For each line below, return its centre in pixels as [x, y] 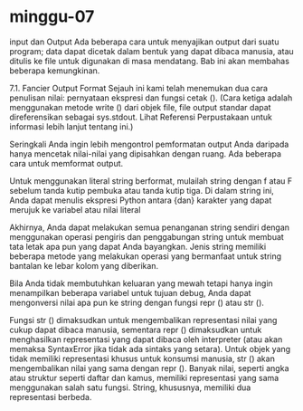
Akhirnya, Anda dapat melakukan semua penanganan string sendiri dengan [150, 227]
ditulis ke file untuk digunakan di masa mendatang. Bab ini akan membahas [149, 61]
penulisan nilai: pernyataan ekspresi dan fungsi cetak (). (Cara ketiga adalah [151, 98]
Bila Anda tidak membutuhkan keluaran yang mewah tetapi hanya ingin [141, 283]
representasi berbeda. [51, 397]
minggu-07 [52, 17]
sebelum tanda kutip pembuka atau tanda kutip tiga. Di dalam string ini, [142, 190]
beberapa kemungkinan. [55, 71]
